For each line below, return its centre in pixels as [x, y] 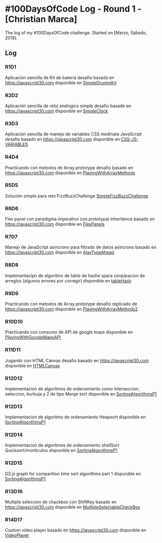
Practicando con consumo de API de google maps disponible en [69, 332]
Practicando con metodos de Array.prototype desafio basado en [69, 167]
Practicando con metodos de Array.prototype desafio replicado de [71, 304]
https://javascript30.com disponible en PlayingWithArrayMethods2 [71, 309]
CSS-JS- [130, 139]
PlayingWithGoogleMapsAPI [33, 337]
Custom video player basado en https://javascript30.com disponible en [76, 530]
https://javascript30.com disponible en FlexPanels [55, 224]
